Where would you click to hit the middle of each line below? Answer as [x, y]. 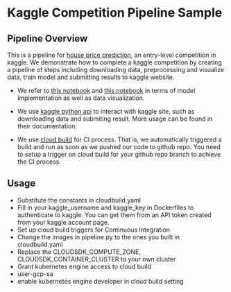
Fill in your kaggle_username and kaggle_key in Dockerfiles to [105, 207]
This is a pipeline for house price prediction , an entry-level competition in [112, 55]
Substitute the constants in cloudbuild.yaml [79, 200]
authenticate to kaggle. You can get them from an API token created [114, 215]
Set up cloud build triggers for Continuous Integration [94, 230]
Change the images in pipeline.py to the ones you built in [99, 237]
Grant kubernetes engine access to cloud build [84, 266]
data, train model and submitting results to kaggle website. [91, 77]
